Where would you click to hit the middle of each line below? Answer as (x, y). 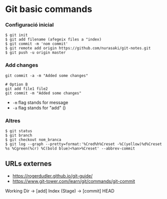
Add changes (22, 65)
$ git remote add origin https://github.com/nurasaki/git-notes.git (78, 48)
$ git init (16, 35)
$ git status (19, 131)
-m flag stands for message (40, 102)
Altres (13, 120)
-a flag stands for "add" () (39, 107)
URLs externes (28, 164)
